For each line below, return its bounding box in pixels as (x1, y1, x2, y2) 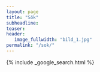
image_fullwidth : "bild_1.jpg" (14, 37, 93, 43)
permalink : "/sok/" (6, 43, 55, 49)
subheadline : (6, 20, 39, 26)
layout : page (6, 8, 39, 15)
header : (6, 31, 26, 37)
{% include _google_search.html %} (6, 58, 95, 66)
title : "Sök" (6, 14, 39, 20)
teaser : (6, 25, 26, 32)
